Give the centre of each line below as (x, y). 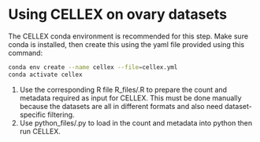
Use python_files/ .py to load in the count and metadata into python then (136, 122)
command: (26, 53)
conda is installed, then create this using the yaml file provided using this (126, 44)
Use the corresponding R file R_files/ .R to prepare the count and (123, 89)
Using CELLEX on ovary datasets (117, 15)
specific (32, 115)
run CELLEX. (40, 131)
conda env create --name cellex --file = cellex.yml (93, 67)
